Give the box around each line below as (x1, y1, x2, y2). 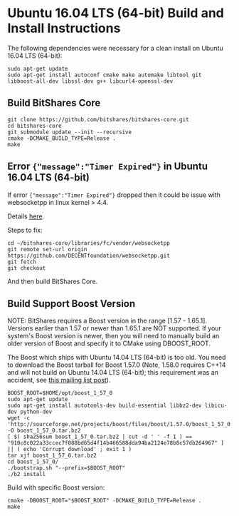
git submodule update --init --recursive (7, 128, 132, 136)
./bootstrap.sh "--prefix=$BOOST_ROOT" (7, 465, 126, 472)
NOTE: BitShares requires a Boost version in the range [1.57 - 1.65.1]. (7, 316, 208, 325)
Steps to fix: (7, 226, 43, 234)
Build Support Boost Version (7, 298, 136, 310)
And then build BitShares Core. (7, 277, 98, 285)
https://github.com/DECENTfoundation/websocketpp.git (7, 252, 171, 259)
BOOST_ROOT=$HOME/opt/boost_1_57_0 (7, 390, 113, 397)
